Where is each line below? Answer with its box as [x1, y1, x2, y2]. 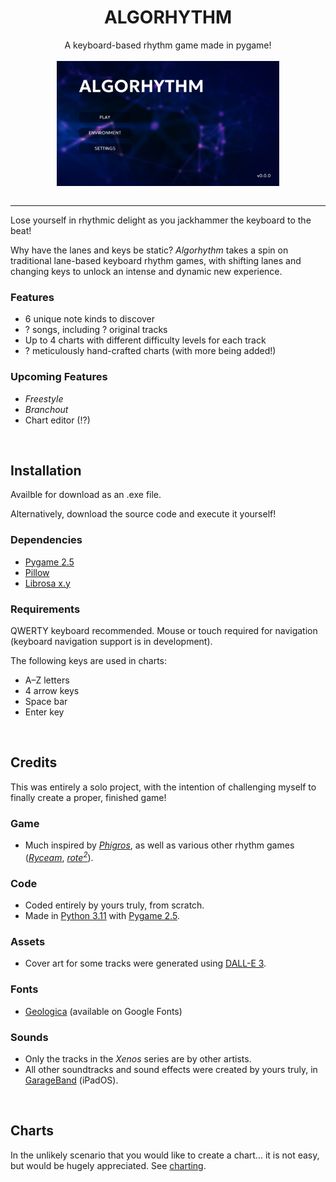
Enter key [24, 706, 65, 718]
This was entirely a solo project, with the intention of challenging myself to [10, 781, 317, 793]
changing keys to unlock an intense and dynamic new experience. [10, 265, 283, 277]
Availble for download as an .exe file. [10, 489, 162, 501]
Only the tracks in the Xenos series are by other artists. [24, 1052, 252, 1065]
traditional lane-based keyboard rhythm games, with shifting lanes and [10, 254, 302, 266]
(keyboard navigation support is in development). [10, 635, 213, 647]
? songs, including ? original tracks [24, 324, 168, 336]
